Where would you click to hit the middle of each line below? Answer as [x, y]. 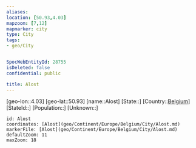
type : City [20, 35]
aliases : [17, 12]
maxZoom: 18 [21, 140]
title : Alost [23, 84]
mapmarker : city [27, 29]
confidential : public [34, 73]
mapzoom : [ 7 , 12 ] [27, 23]
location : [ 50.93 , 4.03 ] [36, 18]
